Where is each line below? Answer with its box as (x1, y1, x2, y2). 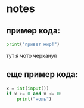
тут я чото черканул (6, 52, 57, 59)
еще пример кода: (6, 69, 79, 79)
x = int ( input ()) (6, 85, 49, 91)
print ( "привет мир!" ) (6, 41, 60, 47)
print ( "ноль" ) (17, 96, 52, 103)
